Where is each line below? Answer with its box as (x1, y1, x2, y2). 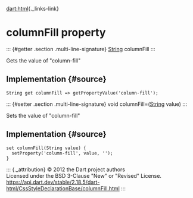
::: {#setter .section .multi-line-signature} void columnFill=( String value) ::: (6, 100, 188, 108)
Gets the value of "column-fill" (6, 56, 81, 64)
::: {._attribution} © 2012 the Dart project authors (6, 166, 125, 173)
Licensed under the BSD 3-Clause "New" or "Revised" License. (6, 172, 162, 179)
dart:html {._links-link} (6, 5, 60, 12)
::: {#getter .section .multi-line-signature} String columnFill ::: (6, 45, 155, 52)
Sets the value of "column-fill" (6, 112, 80, 119)
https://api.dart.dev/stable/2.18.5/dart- (6, 178, 100, 186)
